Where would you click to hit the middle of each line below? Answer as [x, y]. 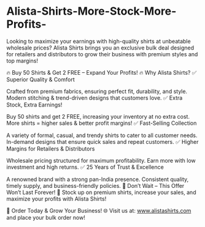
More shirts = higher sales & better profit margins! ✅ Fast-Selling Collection [102, 123]
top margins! [22, 61]
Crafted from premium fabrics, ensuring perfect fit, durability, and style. [97, 91]
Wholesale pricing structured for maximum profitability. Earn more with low [101, 160]
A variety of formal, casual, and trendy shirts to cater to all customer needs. [102, 135]
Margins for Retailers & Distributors [51, 149]
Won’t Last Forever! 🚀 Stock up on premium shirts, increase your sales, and [101, 192]
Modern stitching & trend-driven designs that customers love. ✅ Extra [95, 98]
